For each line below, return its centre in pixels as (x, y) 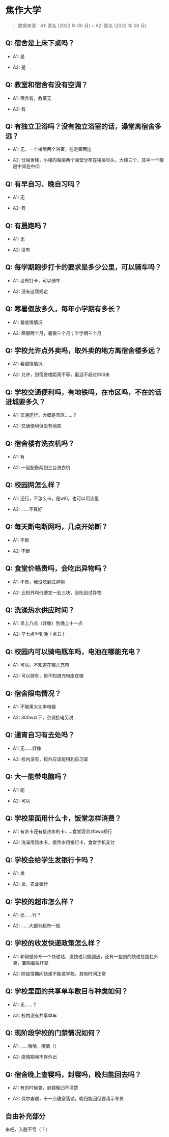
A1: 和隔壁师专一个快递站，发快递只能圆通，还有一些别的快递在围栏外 (86, 956)
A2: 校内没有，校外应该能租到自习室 (50, 759)
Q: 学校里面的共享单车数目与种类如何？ (67, 991)
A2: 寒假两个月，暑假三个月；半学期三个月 (57, 333)
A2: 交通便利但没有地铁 (37, 426)
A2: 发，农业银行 (30, 884)
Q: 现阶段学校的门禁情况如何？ (53, 1033)
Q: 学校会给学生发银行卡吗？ (50, 860)
